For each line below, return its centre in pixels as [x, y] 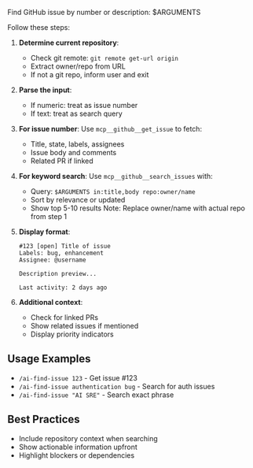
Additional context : [51, 302]
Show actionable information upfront [78, 447]
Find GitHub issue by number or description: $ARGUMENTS [104, 12]
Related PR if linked [62, 161]
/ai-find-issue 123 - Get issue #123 [78, 377]
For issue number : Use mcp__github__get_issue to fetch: [110, 129]
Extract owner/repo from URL [78, 66]
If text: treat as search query [76, 113]
